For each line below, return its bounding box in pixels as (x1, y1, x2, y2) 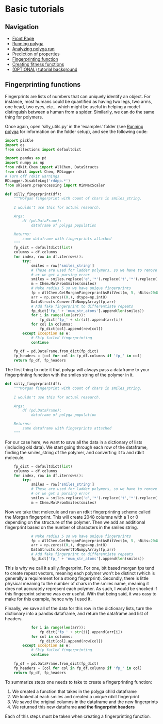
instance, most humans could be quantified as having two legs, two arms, (5, 99, 152, 104)
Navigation (5, 23, 39, 31)
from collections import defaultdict (5, 147, 81, 152)
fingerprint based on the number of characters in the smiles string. (5, 524, 138, 530)
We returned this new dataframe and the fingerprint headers (12, 704, 135, 709)
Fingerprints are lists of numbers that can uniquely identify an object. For (5, 93, 151, 99)
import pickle (5, 138, 34, 143)
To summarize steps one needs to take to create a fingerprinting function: (5, 679, 152, 685)
